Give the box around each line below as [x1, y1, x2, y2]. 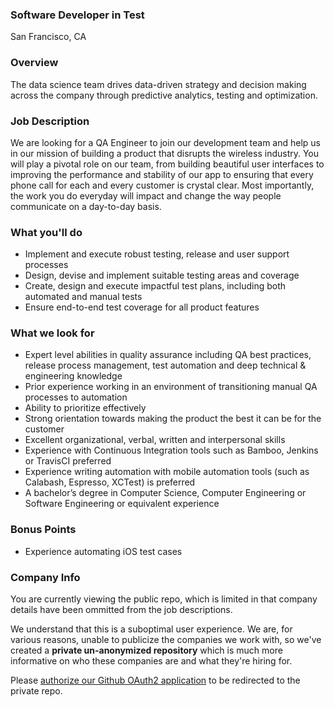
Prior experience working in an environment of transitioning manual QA [24, 381, 318, 393]
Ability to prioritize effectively [24, 402, 147, 414]
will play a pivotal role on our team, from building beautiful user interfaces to [10, 158, 325, 170]
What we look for [10, 326, 95, 340]
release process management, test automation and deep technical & [24, 359, 307, 372]
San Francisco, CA [10, 31, 87, 43]
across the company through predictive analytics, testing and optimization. [10, 89, 318, 101]
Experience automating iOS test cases [24, 545, 183, 557]
